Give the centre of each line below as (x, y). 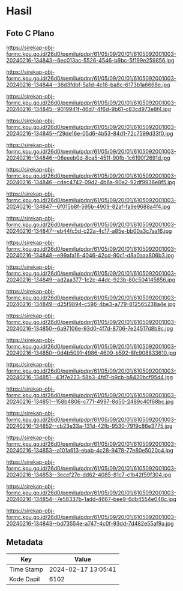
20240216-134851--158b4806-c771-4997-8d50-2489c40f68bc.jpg (90, 401)
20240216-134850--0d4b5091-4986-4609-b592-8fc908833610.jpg (91, 353)
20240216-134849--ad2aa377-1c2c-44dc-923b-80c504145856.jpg (91, 280)
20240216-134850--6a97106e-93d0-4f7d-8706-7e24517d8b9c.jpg (90, 328)
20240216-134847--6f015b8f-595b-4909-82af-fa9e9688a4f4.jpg (88, 206)
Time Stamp (26, 569)
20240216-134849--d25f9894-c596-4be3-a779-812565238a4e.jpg (91, 304)
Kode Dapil (25, 579)
